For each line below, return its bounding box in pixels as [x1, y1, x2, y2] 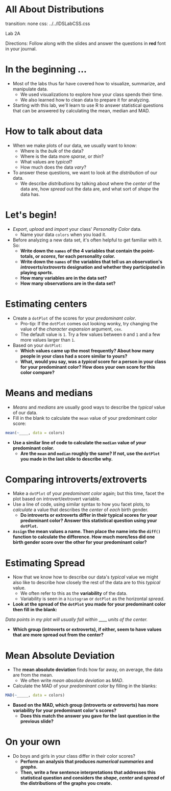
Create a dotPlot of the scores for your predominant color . [12, 315, 136, 321]
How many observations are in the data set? [20, 280, 116, 286]
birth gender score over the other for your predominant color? [12, 539, 147, 545]
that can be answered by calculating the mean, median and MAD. [12, 107, 150, 113]
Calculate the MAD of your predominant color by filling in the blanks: [12, 683, 157, 689]
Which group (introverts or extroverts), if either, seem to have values [12, 627, 162, 633]
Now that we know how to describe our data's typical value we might [12, 574, 158, 580]
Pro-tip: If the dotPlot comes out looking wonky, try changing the [20, 320, 158, 326]
